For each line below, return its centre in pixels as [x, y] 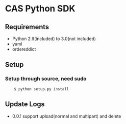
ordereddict [24, 49]
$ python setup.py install [41, 89]
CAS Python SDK [40, 9]
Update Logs [25, 104]
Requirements [27, 27]
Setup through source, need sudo [46, 79]
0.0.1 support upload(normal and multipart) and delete [66, 116]
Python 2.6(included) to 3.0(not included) [54, 39]
